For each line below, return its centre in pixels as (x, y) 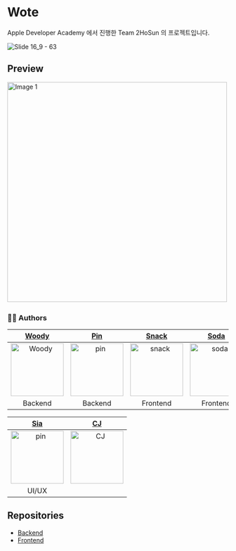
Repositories (36, 515)
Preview (26, 69)
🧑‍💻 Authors (27, 317)
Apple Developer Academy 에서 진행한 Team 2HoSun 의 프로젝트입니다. (109, 32)
